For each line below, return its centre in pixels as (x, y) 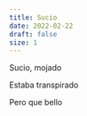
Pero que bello (36, 103)
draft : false (33, 34)
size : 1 (24, 42)
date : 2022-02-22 (41, 26)
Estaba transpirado (44, 85)
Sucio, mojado (36, 68)
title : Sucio (33, 17)
